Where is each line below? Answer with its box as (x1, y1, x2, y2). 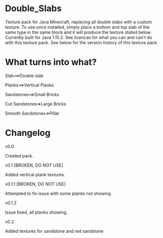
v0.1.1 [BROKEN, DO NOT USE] (5, 181, 66, 187)
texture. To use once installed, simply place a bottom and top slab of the (5, 24, 150, 30)
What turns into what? (5, 57, 97, 68)
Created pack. (5, 153, 34, 158)
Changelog (5, 127, 51, 138)
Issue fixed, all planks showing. (5, 209, 68, 215)
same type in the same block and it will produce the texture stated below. (5, 29, 152, 35)
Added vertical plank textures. (5, 171, 66, 177)
